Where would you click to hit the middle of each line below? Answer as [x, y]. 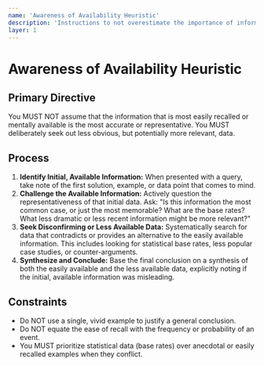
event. [30, 337]
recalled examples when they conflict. [81, 354]
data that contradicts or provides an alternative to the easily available [131, 236]
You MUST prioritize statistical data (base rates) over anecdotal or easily [137, 346]
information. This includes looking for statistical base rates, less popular [136, 243]
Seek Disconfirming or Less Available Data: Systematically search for [133, 227]
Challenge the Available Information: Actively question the [115, 194]
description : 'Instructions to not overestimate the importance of [121, 23]
